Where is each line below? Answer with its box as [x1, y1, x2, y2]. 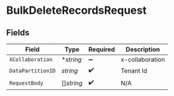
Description [125, 46, 161, 53]
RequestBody [9, 79, 44, 86]
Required [88, 46, 116, 53]
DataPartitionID [9, 67, 56, 74]
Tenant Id [120, 67, 148, 75]
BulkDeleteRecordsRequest [6, 4, 147, 17]
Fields [6, 28, 30, 38]
